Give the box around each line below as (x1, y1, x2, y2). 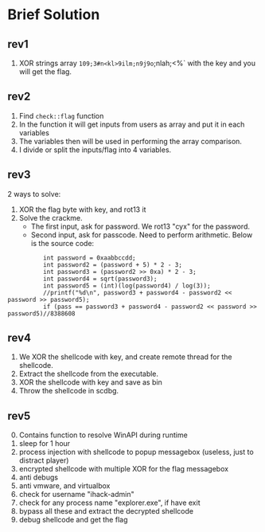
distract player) (18, 456, 69, 465)
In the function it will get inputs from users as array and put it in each (18, 119, 245, 129)
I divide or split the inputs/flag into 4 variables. (18, 145, 172, 155)
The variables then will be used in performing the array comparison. (18, 136, 242, 146)
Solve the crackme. (18, 213, 83, 222)
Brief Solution (7, 6, 100, 24)
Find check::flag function (18, 111, 104, 120)
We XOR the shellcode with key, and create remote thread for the (18, 352, 232, 362)
